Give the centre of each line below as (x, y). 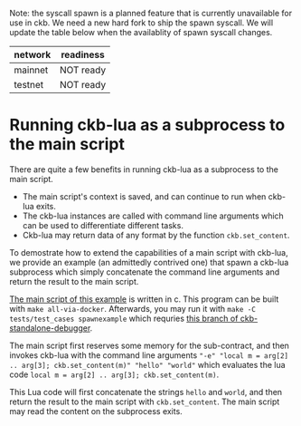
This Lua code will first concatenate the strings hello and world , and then (146, 392)
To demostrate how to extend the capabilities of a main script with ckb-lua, (149, 252)
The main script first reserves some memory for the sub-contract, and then (149, 345)
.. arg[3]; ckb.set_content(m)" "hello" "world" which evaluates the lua (148, 364)
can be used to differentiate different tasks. (103, 225)
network (33, 55)
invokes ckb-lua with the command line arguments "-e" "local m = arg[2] (149, 355)
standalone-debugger (50, 328)
